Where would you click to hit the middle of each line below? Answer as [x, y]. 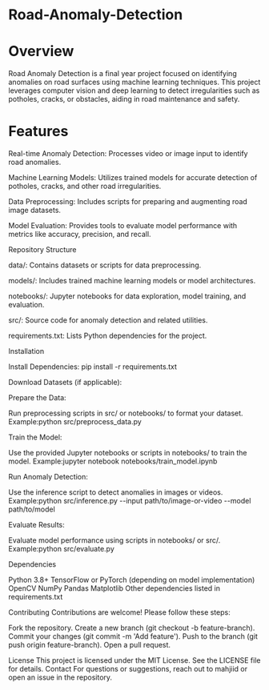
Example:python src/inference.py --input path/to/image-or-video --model [130, 501]
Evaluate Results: [37, 525]
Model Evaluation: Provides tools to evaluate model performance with [123, 226]
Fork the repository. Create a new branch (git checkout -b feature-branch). [132, 628]
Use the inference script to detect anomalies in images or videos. [116, 492]
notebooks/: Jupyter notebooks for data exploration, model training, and [127, 296]
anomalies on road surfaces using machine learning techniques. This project [134, 82]
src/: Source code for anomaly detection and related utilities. [108, 320]
